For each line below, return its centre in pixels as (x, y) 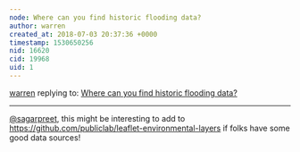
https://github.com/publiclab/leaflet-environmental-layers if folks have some (150, 128)
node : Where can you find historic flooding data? (105, 17)
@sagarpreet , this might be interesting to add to (97, 118)
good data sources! (45, 137)
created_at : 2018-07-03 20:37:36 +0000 (83, 34)
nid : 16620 (29, 51)
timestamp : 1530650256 (51, 42)
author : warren (37, 26)
